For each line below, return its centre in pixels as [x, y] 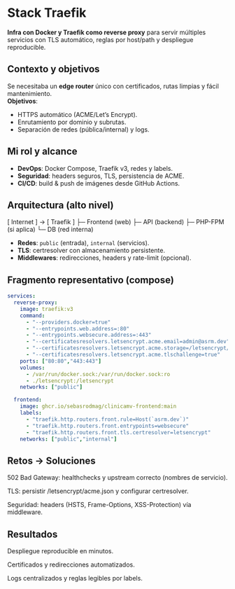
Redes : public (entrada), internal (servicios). [83, 243]
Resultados [33, 534]
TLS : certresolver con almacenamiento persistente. [91, 251]
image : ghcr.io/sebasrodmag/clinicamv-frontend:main [98, 407]
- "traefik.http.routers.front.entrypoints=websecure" [107, 426]
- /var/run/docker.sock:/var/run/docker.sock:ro [98, 374]
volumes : [33, 368]
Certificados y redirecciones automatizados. [71, 564]
